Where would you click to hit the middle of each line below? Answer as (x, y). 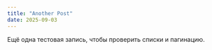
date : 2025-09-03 (32, 20)
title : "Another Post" (40, 13)
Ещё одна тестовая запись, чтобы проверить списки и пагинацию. (106, 39)
